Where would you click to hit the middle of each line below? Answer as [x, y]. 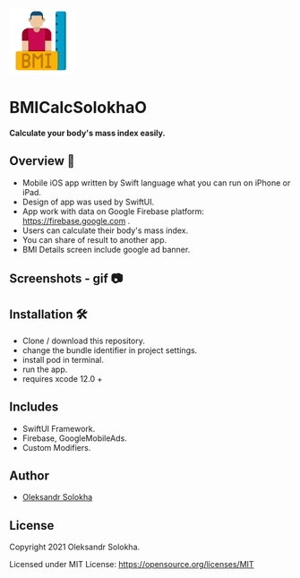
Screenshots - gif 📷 [66, 278]
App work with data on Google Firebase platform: [113, 211]
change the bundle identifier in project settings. [110, 350]
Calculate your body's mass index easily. [87, 133]
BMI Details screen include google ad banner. [106, 249]
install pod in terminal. [63, 359]
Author [29, 476]
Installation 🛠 [48, 315]
